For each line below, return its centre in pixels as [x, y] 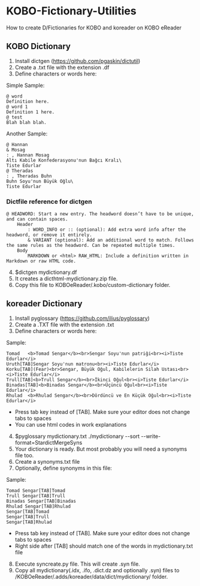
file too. [24, 455]
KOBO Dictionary [38, 46]
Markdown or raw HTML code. [41, 261]
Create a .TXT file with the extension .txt [64, 324]
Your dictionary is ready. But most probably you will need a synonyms [101, 449]
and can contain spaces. [37, 219]
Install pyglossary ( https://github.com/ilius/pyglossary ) [82, 318]
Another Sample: [27, 134]
